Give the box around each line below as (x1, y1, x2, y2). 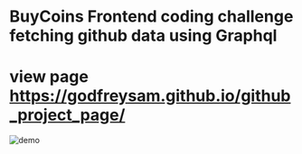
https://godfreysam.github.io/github (9, 86, 291, 106)
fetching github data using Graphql (9, 25, 278, 46)
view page (9, 67, 89, 87)
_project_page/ (9, 105, 126, 125)
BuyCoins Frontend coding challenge (9, 6, 294, 27)
